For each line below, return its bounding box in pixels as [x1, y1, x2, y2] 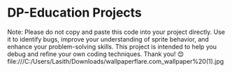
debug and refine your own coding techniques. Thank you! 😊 [7, 50, 184, 58]
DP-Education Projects [7, 5, 142, 21]
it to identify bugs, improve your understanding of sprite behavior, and [7, 35, 210, 43]
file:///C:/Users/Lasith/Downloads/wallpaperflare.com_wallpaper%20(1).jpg [7, 57, 224, 65]
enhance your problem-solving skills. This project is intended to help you [7, 42, 217, 51]
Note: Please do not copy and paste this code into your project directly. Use [7, 28, 226, 36]
